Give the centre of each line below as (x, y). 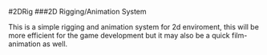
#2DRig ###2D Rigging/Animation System (77, 12)
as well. (55, 44)
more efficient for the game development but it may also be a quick (119, 35)
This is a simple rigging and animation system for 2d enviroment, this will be (133, 27)
